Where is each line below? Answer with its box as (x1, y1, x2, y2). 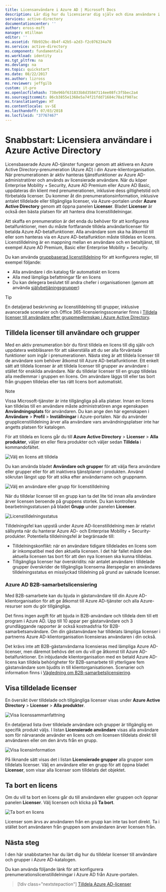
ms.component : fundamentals (5, 48, 63, 53)
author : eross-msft (5, 26, 45, 31)
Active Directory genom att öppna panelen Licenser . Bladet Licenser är (5, 203, 153, 209)
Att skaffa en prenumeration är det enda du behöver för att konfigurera (5, 218, 149, 224)
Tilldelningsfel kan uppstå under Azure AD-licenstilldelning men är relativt (5, 522, 155, 528)
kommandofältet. (5, 444, 40, 450)
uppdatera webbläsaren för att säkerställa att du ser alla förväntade (5, 347, 142, 353)
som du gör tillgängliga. (23, 603, 72, 609)
